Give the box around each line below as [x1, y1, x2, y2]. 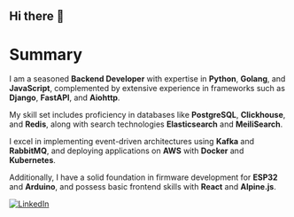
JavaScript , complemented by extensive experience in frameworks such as [9, 83, 286, 94]
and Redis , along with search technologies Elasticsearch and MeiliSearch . [9, 119, 283, 129]
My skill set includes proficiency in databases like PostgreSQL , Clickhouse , [9, 110, 286, 120]
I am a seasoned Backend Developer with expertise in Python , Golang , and [9, 74, 286, 84]
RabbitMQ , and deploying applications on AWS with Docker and [9, 145, 244, 156]
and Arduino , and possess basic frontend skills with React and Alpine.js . [9, 182, 276, 192]
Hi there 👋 [9, 9, 65, 24]
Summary [9, 44, 82, 65]
